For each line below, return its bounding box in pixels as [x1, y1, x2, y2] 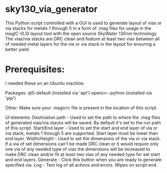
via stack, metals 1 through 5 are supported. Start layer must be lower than [5, 130, 159, 136]
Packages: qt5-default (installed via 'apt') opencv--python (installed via [5, 89, 152, 95]
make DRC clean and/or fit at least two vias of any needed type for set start [5, 151, 161, 157]
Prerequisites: [5, 64, 65, 75]
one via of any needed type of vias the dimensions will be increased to [5, 146, 151, 152]
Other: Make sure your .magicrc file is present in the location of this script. [5, 104, 158, 110]
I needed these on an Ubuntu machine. [5, 80, 85, 86]
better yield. [5, 46, 30, 52]
